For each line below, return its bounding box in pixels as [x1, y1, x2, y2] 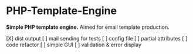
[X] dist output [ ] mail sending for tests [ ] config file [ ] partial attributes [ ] [6, 35, 188, 42]
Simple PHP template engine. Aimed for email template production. [6, 23, 170, 31]
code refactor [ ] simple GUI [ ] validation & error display [6, 41, 142, 48]
